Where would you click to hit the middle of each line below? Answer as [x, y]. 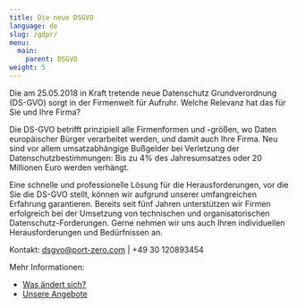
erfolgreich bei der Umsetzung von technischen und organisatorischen [140, 213]
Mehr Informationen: [47, 267]
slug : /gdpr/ [34, 34]
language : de [34, 26]
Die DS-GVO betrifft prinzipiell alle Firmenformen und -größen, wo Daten [143, 129]
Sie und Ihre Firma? [45, 112]
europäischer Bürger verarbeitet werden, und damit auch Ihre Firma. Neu [144, 139]
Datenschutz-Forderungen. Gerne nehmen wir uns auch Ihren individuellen [147, 222]
